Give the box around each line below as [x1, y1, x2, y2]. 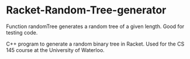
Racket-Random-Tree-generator [6, 4, 167, 17]
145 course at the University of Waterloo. [6, 46, 105, 53]
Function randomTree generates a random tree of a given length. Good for [6, 23, 185, 30]
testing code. [6, 29, 38, 36]
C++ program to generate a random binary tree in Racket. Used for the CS [6, 40, 185, 47]
